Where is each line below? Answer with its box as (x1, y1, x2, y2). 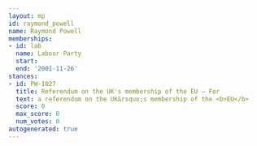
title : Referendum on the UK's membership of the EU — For (15, 87, 220, 96)
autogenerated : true (8, 125, 79, 133)
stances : (8, 72, 38, 80)
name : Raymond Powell (8, 27, 82, 35)
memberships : (8, 34, 53, 43)
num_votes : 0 (15, 118, 60, 126)
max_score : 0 (15, 110, 60, 118)
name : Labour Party (15, 49, 82, 58)
